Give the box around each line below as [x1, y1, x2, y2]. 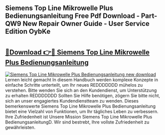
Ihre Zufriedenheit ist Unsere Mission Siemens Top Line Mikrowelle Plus [5, 114, 153, 120]
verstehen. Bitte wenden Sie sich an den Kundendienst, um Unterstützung [5, 87, 157, 93]
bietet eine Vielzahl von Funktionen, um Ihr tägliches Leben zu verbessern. [5, 109, 159, 114]
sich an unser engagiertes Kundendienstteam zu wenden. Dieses [5, 98, 139, 104]
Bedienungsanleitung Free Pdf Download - [5, 12, 140, 20]
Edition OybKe [5, 27, 51, 36]
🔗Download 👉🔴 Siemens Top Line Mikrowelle [5, 48, 150, 56]
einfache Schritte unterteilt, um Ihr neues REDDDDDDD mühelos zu [5, 82, 143, 88]
